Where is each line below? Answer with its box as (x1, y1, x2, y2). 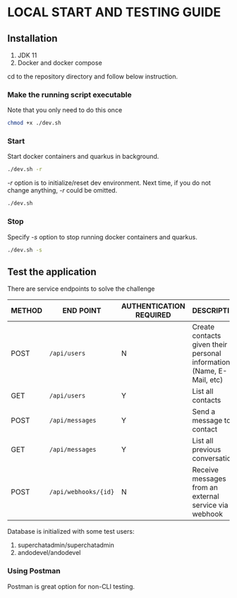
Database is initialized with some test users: (7, 527, 135, 536)
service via (192, 501, 229, 510)
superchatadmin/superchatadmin (17, 541, 115, 549)
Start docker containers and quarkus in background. (7, 153, 159, 161)
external (192, 491, 220, 501)
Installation (7, 32, 58, 44)
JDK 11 (17, 51, 37, 59)
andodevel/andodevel (17, 549, 81, 557)
